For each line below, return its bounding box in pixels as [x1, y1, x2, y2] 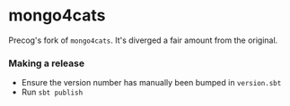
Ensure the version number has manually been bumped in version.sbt [21, 77, 282, 88]
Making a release [8, 57, 85, 69]
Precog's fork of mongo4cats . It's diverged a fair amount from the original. [8, 35, 278, 45]
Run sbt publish [21, 86, 83, 98]
